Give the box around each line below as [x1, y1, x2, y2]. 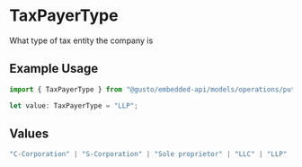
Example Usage [9, 61, 99, 76]
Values [9, 126, 49, 141]
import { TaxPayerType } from [9, 84, 123, 94]
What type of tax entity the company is [9, 35, 154, 46]
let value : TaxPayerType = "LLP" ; [9, 101, 139, 110]
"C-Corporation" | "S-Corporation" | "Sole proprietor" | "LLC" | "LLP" [9, 150, 288, 159]
